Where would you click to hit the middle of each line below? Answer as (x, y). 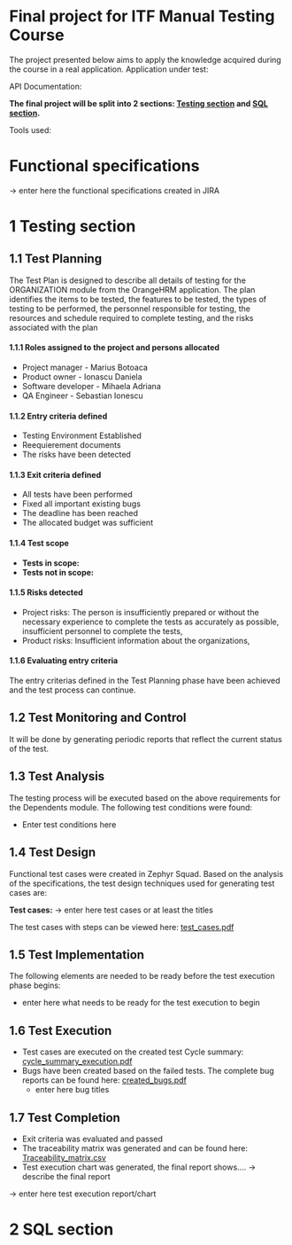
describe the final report (66, 1176)
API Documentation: (46, 86)
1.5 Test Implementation (77, 955)
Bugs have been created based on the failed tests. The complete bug (148, 1071)
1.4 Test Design (53, 853)
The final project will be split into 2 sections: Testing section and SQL (138, 103)
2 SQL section (61, 1229)
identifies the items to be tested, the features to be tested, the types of (138, 299)
